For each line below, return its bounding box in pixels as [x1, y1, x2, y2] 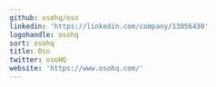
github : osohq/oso [9, 13, 79, 23]
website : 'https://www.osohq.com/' [9, 64, 144, 73]
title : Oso [9, 47, 51, 56]
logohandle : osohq [9, 30, 79, 39]
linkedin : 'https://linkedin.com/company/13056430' [9, 22, 209, 31]
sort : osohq [9, 38, 54, 48]
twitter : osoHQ [9, 55, 67, 64]
